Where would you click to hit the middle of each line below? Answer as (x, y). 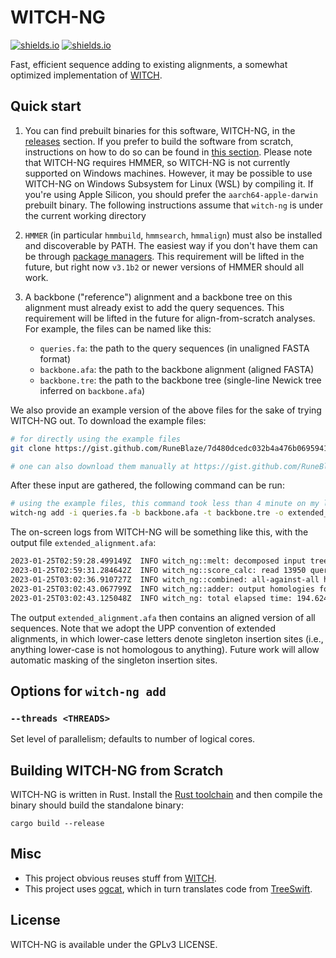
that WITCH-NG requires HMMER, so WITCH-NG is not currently (157, 162)
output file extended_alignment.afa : (83, 543)
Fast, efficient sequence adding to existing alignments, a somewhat (149, 64)
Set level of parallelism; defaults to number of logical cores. (133, 739)
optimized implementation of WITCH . (86, 75)
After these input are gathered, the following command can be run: (147, 485)
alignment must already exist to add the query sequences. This (154, 307)
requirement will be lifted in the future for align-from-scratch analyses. (170, 318)
